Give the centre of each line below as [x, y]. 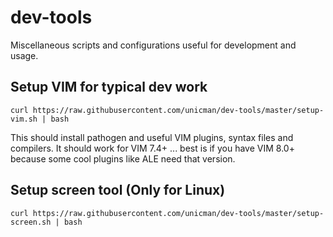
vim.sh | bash [40, 119]
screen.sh [31, 222]
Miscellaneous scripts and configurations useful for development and [153, 45]
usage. [24, 55]
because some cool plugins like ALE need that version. [123, 158]
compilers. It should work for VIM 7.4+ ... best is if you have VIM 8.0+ [152, 148]
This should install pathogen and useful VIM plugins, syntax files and [152, 137]
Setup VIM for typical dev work [109, 87]
